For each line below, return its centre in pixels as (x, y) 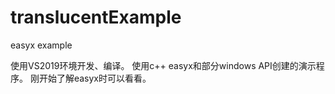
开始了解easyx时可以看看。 (95, 78)
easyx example (41, 45)
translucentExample (96, 17)
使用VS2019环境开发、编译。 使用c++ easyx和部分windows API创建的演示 (163, 65)
